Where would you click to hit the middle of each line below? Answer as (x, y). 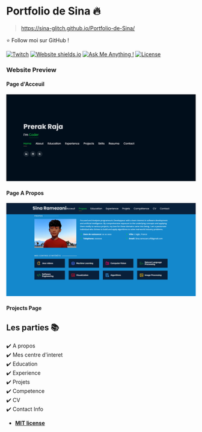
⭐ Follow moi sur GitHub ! (38, 40)
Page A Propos (25, 193)
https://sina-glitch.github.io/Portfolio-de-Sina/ (78, 28)
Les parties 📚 (33, 328)
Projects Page (24, 308)
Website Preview (32, 69)
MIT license (30, 423)
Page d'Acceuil (26, 84)
